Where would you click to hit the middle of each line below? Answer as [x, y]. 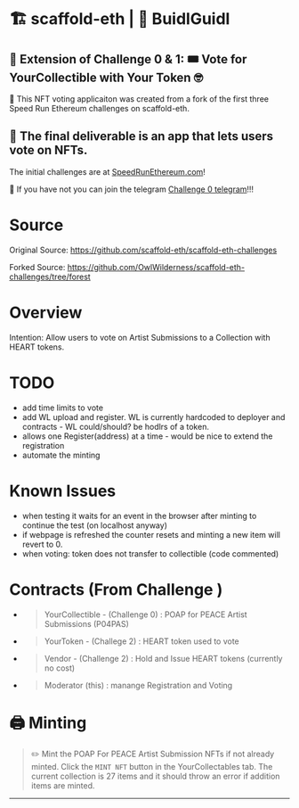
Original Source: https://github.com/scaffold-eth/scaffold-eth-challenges [143, 250]
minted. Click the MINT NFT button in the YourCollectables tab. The [152, 767]
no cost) [60, 668]
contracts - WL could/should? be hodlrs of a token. [115, 426]
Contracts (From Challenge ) [116, 589]
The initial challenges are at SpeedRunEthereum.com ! [108, 171]
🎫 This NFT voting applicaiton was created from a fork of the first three [139, 99]
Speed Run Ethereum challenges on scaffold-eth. [99, 108]
